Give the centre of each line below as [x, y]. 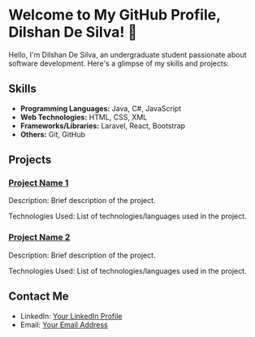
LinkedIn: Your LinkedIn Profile [71, 316]
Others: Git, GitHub [53, 134]
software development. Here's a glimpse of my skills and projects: [119, 63]
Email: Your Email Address [64, 324]
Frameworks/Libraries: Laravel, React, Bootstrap [102, 125]
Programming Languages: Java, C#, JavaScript [101, 108]
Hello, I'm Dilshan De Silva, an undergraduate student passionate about [127, 54]
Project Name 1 [39, 183]
